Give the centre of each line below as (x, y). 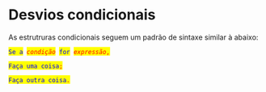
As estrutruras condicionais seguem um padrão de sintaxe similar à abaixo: (133, 37)
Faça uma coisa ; (36, 66)
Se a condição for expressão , (59, 52)
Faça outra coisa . (39, 80)
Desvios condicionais (82, 15)
